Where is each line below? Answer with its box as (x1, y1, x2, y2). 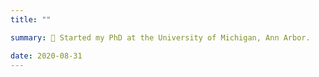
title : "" (10, 14, 52, 25)
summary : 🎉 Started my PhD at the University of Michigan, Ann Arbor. (10, 32, 311, 43)
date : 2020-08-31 (10, 51, 83, 61)
